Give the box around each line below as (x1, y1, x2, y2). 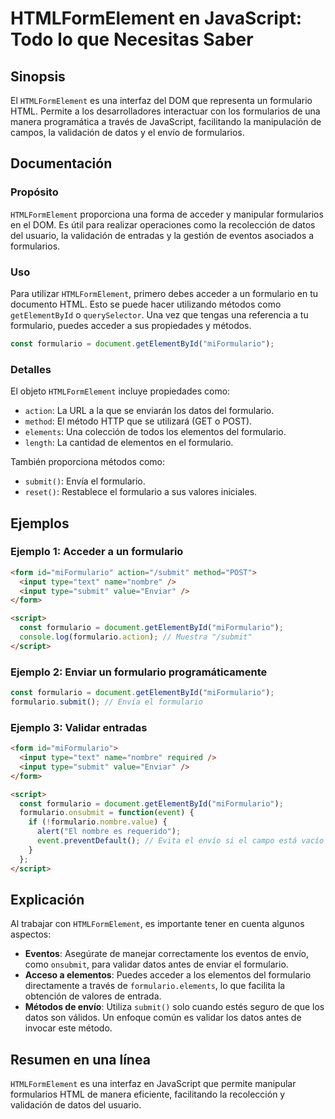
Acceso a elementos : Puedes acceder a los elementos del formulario (24, 969, 312, 981)
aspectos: (10, 928, 52, 941)
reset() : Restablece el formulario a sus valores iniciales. (24, 486, 258, 498)
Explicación (10, 891, 85, 908)
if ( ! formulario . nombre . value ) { (28, 817, 168, 827)
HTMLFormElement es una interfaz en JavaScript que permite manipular (10, 1078, 297, 1090)
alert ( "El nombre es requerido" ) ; (36, 827, 182, 837)
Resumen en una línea (10, 1051, 151, 1068)
